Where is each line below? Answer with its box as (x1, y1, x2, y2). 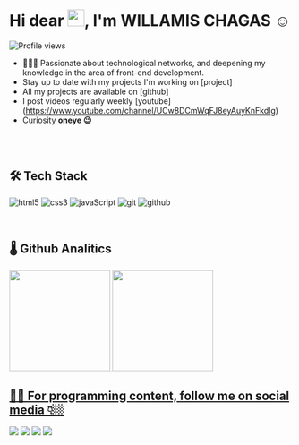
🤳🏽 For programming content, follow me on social (9, 388, 290, 403)
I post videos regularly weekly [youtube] (21, 95, 172, 107)
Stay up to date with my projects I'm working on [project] (21, 76, 233, 87)
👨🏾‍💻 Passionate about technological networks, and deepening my (21, 57, 266, 68)
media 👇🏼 (9, 402, 64, 417)
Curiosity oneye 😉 (21, 115, 92, 125)
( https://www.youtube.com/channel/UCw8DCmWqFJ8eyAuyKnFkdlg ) (21, 105, 279, 116)
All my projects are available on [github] (21, 86, 169, 97)
